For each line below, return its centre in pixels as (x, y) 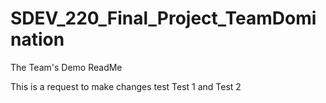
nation (37, 39)
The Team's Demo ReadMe (66, 67)
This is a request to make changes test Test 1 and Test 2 (126, 86)
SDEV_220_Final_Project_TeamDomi (163, 18)
